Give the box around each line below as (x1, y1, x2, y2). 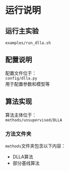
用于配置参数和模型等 (5, 81, 50, 87)
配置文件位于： (5, 70, 37, 76)
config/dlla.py (5, 76, 38, 81)
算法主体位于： (5, 112, 37, 118)
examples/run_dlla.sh (5, 40, 51, 45)
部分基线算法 (12, 160, 40, 166)
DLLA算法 (12, 154, 33, 160)
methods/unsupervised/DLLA (5, 117, 62, 123)
